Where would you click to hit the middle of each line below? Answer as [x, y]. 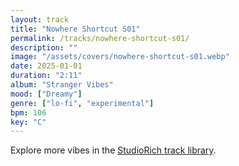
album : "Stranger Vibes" [62, 85]
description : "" [44, 47]
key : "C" [28, 122]
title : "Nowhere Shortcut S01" [75, 29]
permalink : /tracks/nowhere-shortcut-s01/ [100, 38]
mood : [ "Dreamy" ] [46, 94]
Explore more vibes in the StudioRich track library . [113, 150]
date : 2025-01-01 [46, 66]
